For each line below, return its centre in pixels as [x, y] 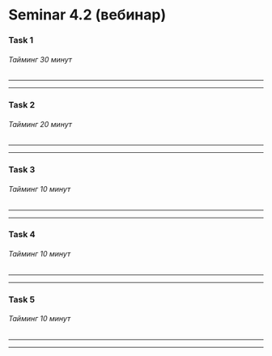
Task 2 [22, 105]
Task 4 [22, 235]
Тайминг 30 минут [40, 59]
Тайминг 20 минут [40, 124]
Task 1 [21, 40]
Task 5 [21, 299]
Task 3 [22, 170]
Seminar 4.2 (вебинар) [87, 15]
